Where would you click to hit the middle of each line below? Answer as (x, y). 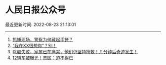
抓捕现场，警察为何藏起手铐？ (42, 39)
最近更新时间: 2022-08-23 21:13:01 (41, 24)
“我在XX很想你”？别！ (35, 45)
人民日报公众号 (36, 10)
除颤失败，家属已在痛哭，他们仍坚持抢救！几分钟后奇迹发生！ (75, 51)
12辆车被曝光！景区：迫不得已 (43, 58)
